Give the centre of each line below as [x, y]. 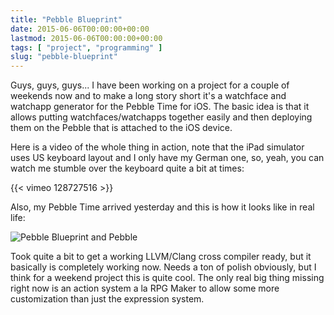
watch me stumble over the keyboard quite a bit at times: [127, 168]
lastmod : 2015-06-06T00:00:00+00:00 [86, 38]
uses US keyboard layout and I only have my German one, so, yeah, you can [167, 158]
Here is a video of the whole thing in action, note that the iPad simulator [157, 147]
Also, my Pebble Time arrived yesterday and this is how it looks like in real [162, 207]
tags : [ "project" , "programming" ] [86, 47]
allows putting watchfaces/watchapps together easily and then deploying [161, 117]
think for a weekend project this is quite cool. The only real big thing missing [167, 278]
